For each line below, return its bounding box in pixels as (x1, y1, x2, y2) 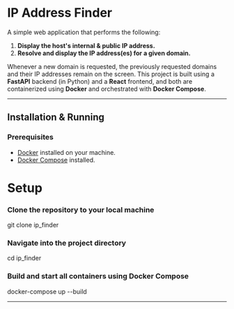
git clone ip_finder (7, 221, 59, 229)
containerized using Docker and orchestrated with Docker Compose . (7, 84, 207, 93)
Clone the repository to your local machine (7, 204, 155, 214)
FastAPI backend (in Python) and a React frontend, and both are (7, 77, 193, 85)
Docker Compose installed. (17, 156, 95, 164)
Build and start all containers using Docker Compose (7, 271, 189, 281)
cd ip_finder (7, 254, 42, 262)
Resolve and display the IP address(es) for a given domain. (17, 49, 191, 57)
